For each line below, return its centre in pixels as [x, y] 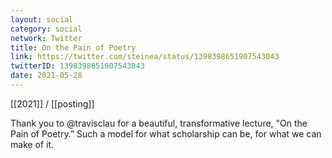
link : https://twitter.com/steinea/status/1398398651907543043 [145, 57]
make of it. [32, 144]
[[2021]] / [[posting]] [52, 103]
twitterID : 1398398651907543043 [77, 66]
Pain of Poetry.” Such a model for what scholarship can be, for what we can [166, 133]
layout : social [42, 19]
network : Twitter [46, 38]
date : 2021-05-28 [46, 76]
